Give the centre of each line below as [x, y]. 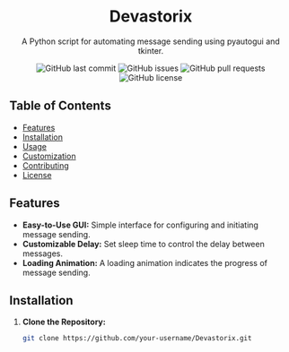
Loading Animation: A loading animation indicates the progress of [144, 262]
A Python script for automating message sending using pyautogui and [151, 41]
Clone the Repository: [64, 322]
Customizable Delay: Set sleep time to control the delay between [143, 244]
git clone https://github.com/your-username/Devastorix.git [137, 339]
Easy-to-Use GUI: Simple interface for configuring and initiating [140, 225]
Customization [49, 156]
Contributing [45, 165]
